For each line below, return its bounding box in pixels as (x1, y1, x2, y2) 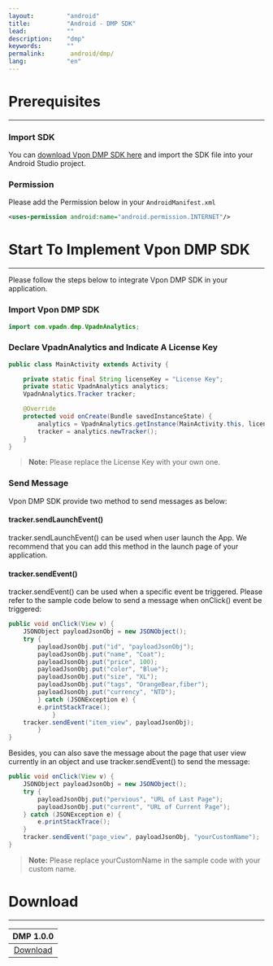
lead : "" (8, 27, 75, 35)
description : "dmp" (8, 34, 85, 43)
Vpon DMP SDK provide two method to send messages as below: (8, 496, 227, 505)
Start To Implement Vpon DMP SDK (8, 241, 250, 259)
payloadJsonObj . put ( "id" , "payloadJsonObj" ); (37, 642, 195, 651)
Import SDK (8, 131, 55, 142)
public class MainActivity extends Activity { (8, 360, 169, 369)
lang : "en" (8, 58, 82, 66)
